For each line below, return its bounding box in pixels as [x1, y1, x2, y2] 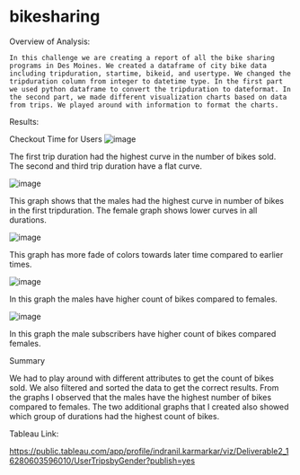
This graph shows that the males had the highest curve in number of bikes [9, 195, 285, 206]
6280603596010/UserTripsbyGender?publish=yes [9, 455, 196, 466]
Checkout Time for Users [9, 133, 103, 145]
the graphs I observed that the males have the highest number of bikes [9, 391, 272, 402]
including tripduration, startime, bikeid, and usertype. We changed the [9, 69, 292, 78]
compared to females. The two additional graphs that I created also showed [9, 401, 289, 412]
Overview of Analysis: [9, 36, 91, 47]
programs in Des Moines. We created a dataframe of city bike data [9, 61, 268, 70]
